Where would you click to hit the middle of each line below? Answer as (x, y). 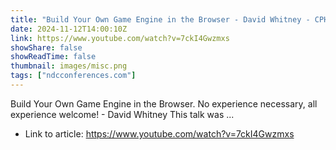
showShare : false (46, 47)
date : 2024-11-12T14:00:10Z (69, 29)
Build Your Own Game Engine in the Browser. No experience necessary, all (164, 103)
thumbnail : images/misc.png (69, 66)
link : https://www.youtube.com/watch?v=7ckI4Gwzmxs (120, 38)
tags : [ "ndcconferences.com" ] (73, 76)
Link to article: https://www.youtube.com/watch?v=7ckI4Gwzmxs (159, 133)
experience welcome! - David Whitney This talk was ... (122, 114)
